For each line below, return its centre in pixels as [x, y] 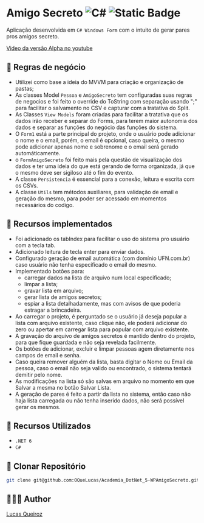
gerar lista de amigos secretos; [63, 297]
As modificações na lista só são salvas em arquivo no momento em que [105, 381]
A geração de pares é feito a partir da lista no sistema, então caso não [103, 394]
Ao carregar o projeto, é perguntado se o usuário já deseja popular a [101, 316]
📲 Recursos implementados [59, 224]
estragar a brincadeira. [53, 310]
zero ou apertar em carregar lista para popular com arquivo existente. [102, 329]
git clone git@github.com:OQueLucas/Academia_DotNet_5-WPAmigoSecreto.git [103, 480]
